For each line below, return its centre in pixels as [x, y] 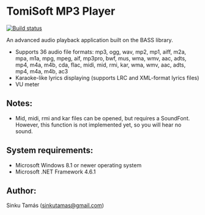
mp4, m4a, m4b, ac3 [42, 71]
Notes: [19, 104]
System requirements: [50, 151]
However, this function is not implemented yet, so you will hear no [98, 125]
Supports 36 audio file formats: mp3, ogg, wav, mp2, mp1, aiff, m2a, [101, 52]
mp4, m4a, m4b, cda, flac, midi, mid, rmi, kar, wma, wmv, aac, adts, [100, 65]
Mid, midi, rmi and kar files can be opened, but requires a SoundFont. [102, 118]
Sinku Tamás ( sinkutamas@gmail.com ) [55, 205]
